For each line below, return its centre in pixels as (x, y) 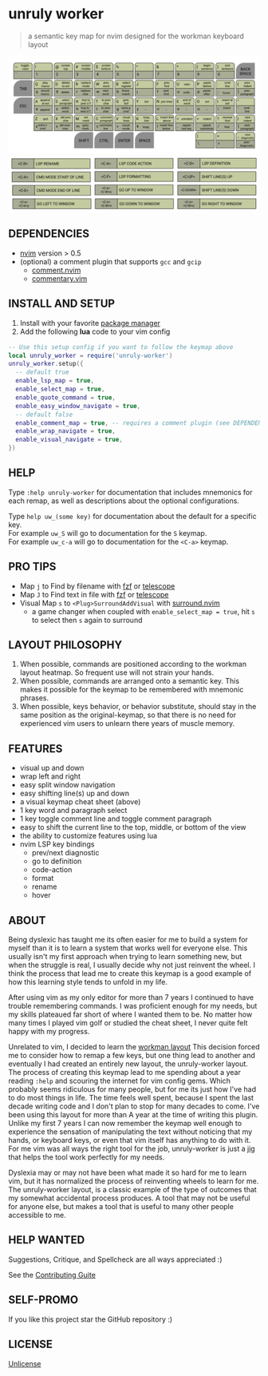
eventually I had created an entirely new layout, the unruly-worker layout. (128, 1064)
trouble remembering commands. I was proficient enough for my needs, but (133, 1006)
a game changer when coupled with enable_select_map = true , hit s (143, 611)
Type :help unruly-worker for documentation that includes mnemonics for (130, 492)
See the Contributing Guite (52, 1275)
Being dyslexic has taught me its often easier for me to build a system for (128, 940)
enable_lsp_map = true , (55, 381)
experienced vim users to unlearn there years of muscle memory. (127, 724)
